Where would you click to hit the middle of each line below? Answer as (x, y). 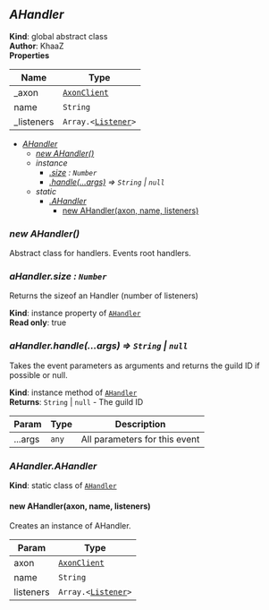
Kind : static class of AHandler (63, 485)
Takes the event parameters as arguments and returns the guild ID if (135, 365)
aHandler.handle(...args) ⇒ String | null (99, 346)
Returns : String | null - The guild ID (76, 401)
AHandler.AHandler (53, 466)
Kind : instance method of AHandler (73, 392)
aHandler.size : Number (58, 277)
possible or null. (39, 374)
